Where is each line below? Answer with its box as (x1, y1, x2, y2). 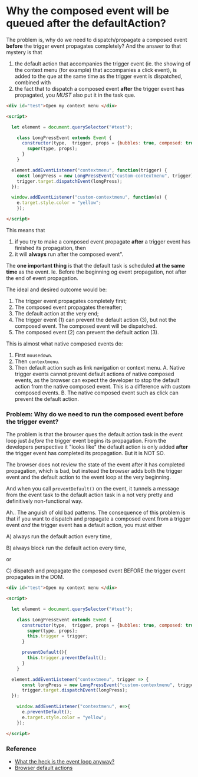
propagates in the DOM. (6, 574, 65, 581)
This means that (6, 226, 45, 233)
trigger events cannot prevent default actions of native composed (14, 370, 174, 377)
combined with (14, 78, 51, 86)
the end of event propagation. (6, 274, 78, 281)
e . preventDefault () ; (21, 709, 72, 715)
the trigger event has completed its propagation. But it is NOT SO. (6, 450, 165, 457)
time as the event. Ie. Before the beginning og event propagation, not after (6, 268, 187, 275)
